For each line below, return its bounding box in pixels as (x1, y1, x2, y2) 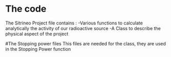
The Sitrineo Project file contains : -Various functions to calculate (5, 20, 143, 26)
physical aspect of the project (5, 31, 68, 37)
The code (5, 3, 47, 15)
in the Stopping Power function (5, 46, 71, 52)
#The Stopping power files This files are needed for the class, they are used (5, 40, 166, 46)
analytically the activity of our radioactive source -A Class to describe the (5, 25, 161, 31)
